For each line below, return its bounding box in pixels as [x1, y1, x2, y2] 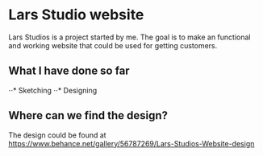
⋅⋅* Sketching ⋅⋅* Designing [8, 85, 98, 95]
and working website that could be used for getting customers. [8, 40, 218, 50]
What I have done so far [8, 64, 131, 78]
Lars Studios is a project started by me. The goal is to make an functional [8, 32, 251, 42]
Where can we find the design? [8, 109, 168, 122]
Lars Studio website [8, 6, 144, 24]
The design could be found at [8, 130, 106, 140]
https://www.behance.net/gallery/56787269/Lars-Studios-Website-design [8, 138, 255, 148]
